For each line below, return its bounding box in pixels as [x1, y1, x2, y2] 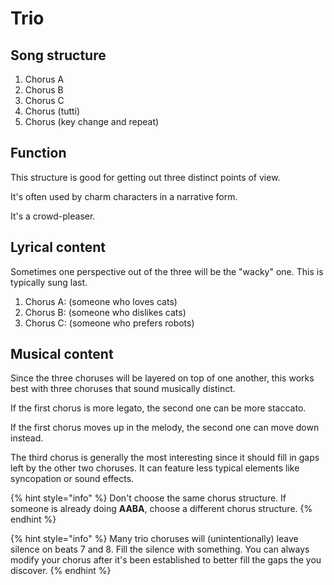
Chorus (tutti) [24, 105, 81, 117]
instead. [10, 432, 44, 444]
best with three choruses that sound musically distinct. [10, 383, 236, 395]
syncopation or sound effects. [10, 473, 135, 485]
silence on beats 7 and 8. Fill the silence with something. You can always [10, 543, 310, 556]
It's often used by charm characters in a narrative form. [10, 190, 238, 202]
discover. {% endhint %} [10, 565, 112, 577]
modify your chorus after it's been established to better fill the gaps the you [10, 554, 322, 566]
